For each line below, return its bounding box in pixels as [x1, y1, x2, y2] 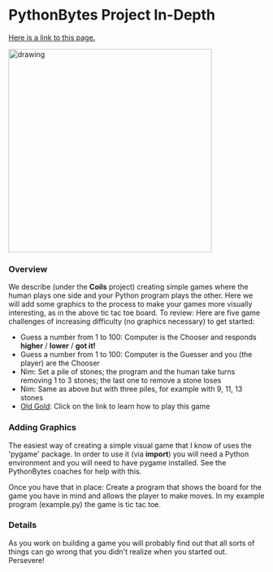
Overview [8, 263, 48, 274]
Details [8, 519, 37, 531]
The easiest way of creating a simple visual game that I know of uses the [8, 440, 252, 450]
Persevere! [8, 555, 45, 565]
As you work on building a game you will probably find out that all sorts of [8, 538, 255, 548]
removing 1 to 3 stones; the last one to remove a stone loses [19, 376, 222, 386]
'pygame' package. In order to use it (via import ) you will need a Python [8, 449, 249, 459]
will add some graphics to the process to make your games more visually [8, 299, 253, 309]
